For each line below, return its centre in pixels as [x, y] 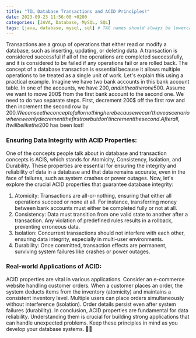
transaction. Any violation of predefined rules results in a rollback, [94, 220]
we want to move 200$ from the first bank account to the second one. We [95, 94]
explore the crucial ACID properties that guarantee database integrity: [90, 184]
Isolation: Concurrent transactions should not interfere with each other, [100, 233]
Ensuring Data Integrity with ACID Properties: [71, 140]
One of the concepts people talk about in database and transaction [87, 153]
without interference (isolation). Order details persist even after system [91, 304]
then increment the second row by [47, 106]
